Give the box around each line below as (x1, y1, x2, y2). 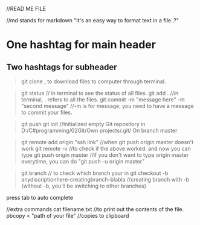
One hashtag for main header (6, 38, 156, 52)
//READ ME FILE (6, 5, 47, 12)
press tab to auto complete (6, 194, 74, 201)
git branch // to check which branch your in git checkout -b (21, 170, 169, 177)
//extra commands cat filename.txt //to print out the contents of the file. (6, 206, 184, 213)
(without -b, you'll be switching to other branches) (21, 182, 147, 189)
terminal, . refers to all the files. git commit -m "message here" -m (21, 96, 185, 103)
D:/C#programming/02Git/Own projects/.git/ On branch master (21, 127, 178, 134)
